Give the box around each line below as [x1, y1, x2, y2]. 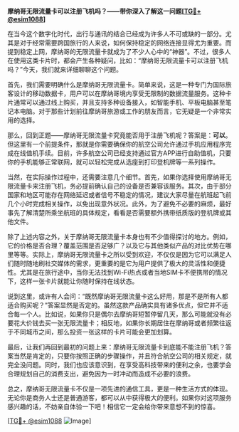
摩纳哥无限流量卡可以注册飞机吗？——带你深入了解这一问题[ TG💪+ [7, 7, 201, 15]
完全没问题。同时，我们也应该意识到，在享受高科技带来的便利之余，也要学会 [7, 361, 232, 369]
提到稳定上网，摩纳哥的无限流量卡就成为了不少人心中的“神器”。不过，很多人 [7, 48, 231, 56]
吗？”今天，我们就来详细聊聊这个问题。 [7, 65, 123, 73]
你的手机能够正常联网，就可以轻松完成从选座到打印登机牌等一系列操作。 [7, 158, 219, 166]
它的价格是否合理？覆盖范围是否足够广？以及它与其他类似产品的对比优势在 [7, 241, 225, 250]
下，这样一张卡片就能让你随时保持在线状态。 [7, 277, 139, 285]
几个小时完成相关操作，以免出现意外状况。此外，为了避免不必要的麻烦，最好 [7, 199, 232, 208]
